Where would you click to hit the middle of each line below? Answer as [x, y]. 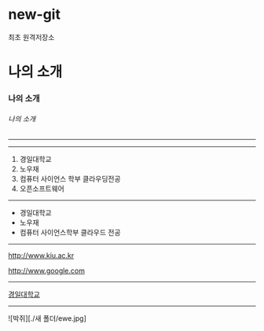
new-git [35, 15]
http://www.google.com [46, 271]
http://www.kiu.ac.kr [41, 256]
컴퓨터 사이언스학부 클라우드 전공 [70, 233]
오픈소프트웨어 [42, 189]
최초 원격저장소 [31, 37]
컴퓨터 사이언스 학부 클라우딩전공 [70, 179]
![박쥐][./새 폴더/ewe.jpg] [47, 318]
